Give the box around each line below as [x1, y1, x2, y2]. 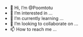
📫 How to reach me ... [10, 26, 57, 32]
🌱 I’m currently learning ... [10, 15, 64, 21]
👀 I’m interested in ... [10, 10, 53, 16]
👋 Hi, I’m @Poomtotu [10, 5, 53, 10]
